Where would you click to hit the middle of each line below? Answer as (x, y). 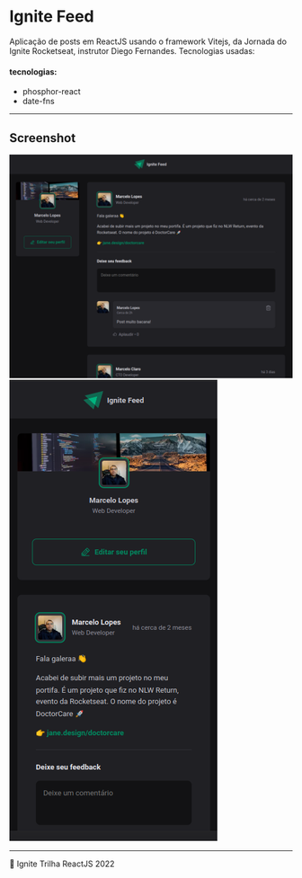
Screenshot (43, 138)
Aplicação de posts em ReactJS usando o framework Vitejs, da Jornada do (148, 41)
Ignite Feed (52, 17)
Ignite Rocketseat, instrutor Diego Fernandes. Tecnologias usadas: (132, 50)
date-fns (39, 102)
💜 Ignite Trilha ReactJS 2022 (62, 864)
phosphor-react (51, 92)
